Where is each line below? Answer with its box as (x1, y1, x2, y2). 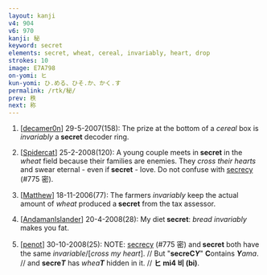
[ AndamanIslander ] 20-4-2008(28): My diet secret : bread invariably (19, 215, 248, 224)
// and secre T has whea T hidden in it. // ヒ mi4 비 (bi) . (19, 258, 199, 268)
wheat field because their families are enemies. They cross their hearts (19, 156, 256, 166)
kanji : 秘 (8, 34, 40, 43)
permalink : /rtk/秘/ (8, 86, 76, 95)
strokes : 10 (8, 57, 48, 65)
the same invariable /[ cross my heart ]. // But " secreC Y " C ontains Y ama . (19, 248, 259, 258)
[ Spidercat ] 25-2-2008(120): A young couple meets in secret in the (19, 148, 243, 158)
